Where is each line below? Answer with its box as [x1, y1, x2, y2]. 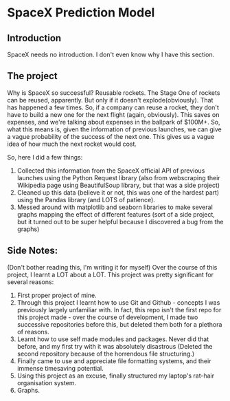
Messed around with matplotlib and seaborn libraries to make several [16, 203, 213, 211]
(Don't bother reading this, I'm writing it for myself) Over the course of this [7, 263, 218, 271]
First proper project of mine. [16, 291, 97, 299]
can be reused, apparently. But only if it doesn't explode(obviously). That [7, 96, 214, 104]
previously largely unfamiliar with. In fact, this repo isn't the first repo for [16, 305, 222, 314]
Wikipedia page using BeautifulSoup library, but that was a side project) [16, 181, 220, 189]
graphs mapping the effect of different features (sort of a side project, [16, 210, 215, 218]
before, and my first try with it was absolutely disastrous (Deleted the [16, 342, 213, 350]
